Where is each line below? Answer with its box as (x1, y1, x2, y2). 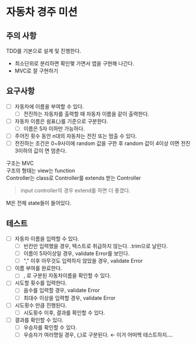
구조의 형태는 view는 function (6, 167, 75, 174)
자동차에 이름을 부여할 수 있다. (14, 102, 84, 110)
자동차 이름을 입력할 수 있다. (14, 235, 79, 242)
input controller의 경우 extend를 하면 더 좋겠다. (20, 187, 131, 194)
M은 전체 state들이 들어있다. (6, 200, 72, 207)
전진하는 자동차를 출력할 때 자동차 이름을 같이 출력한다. (23, 110, 150, 117)
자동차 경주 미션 (6, 5, 78, 19)
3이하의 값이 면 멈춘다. (14, 147, 67, 154)
